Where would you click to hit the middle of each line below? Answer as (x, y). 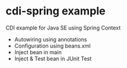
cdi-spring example (56, 11)
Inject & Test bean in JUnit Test (53, 58)
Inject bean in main (38, 52)
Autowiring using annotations (51, 39)
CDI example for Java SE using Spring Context (63, 28)
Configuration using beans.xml (52, 46)
